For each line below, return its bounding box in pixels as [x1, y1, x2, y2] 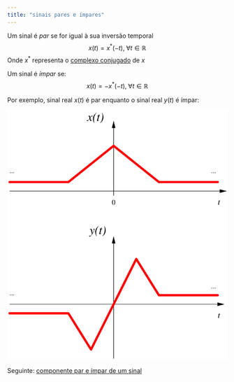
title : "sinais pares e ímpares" [7, 11, 105, 18]
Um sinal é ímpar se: [7, 69, 66, 78]
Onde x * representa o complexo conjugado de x [7, 55, 145, 64]
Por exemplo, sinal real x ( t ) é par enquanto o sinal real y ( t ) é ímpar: [7, 95, 200, 104]
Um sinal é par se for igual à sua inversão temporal [7, 31, 154, 40]
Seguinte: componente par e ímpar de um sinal [7, 367, 142, 375]
